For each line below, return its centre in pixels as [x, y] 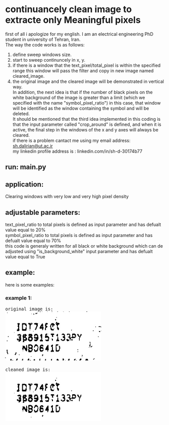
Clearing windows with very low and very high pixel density [67, 197]
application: [24, 184]
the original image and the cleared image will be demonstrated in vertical [88, 81]
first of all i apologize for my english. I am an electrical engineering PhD [79, 34]
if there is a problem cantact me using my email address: [71, 140]
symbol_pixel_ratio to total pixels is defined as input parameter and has [79, 235]
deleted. [21, 113]
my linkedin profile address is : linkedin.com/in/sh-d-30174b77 [77, 151]
